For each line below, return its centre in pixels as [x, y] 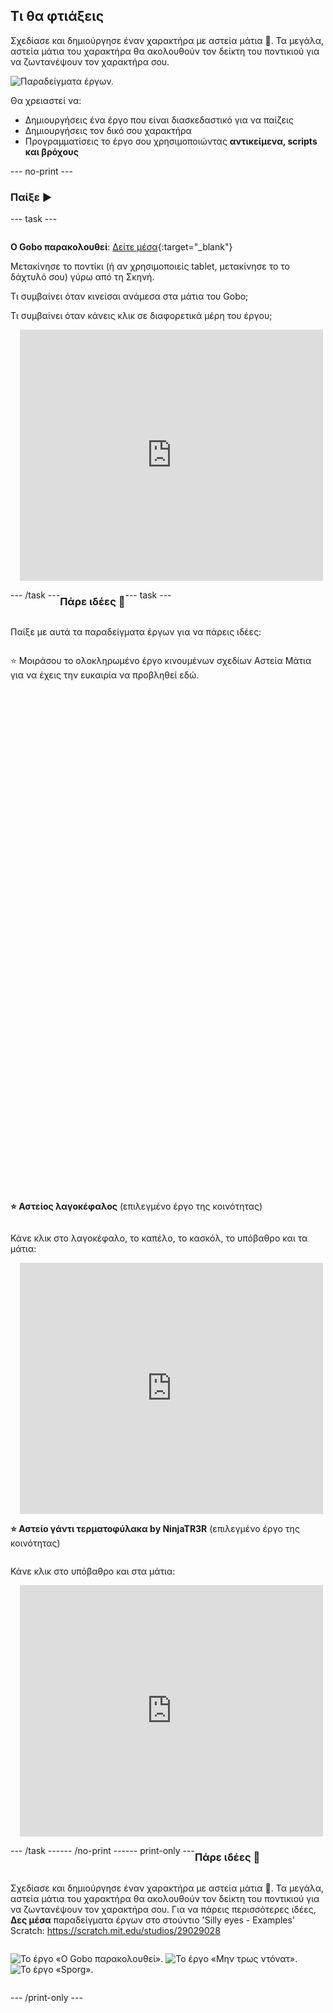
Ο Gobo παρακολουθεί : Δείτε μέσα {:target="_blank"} [121, 247]
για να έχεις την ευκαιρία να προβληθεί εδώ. [105, 675]
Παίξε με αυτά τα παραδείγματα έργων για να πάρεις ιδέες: [136, 632]
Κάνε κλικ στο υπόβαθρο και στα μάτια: [93, 1571]
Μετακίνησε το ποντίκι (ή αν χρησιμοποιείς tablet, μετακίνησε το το [150, 266]
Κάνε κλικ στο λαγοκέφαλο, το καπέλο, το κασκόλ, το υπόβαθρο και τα [159, 1238]
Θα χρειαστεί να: [46, 100]
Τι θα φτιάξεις [57, 16]
